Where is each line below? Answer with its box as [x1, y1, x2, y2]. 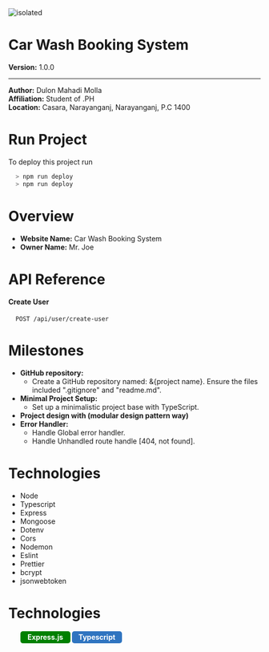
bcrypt [19, 567, 42, 577]
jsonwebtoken [19, 576, 66, 585]
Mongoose [19, 516, 56, 526]
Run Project [8, 131, 87, 149]
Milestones [8, 342, 84, 360]
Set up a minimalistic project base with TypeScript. [31, 402, 199, 411]
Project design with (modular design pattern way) [19, 411, 189, 420]
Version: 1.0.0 [8, 62, 54, 71]
